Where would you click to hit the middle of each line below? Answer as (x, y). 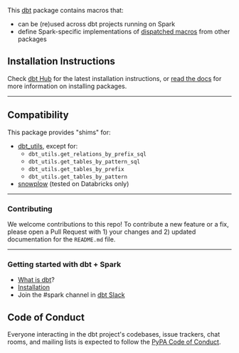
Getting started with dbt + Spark (64, 264)
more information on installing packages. (67, 86)
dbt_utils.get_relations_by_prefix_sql (87, 154)
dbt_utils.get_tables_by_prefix (76, 169)
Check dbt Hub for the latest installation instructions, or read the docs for (115, 78)
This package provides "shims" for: (59, 132)
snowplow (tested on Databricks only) (73, 183)
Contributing (30, 209)
